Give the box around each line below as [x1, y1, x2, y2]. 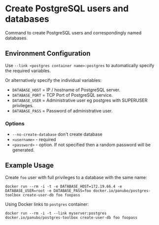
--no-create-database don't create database [12, 131, 102, 137]
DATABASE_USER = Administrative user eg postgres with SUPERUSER [12, 97, 148, 103]
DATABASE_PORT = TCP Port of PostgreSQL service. [12, 92, 113, 98]
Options [5, 120, 25, 127]
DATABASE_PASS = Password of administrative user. [12, 108, 113, 113]
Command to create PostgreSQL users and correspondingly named [5, 30, 142, 36]
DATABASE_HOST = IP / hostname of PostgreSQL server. [12, 87, 121, 93]
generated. [12, 147, 35, 153]
